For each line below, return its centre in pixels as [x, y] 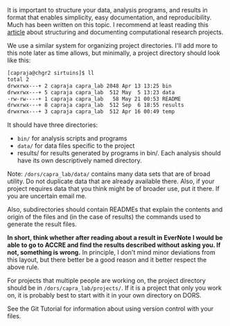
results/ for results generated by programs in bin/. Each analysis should [119, 153]
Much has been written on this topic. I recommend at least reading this [108, 25]
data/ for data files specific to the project [76, 146]
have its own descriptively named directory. [79, 161]
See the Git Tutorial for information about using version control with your [110, 309]
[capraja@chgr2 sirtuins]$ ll [51, 73]
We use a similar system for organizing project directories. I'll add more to [113, 45]
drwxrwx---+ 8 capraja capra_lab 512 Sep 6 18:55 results [96, 105]
